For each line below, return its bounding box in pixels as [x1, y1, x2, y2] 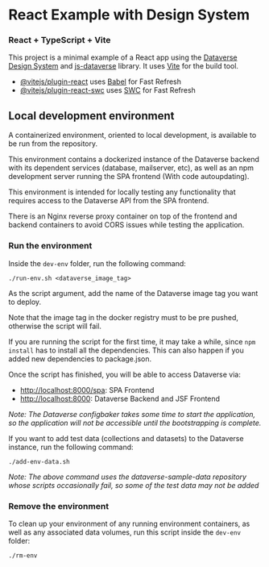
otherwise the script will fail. [8, 321, 102, 331]
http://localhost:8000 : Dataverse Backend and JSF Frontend [19, 394, 220, 403]
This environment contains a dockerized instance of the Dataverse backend [8, 155, 260, 165]
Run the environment [8, 240, 93, 252]
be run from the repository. [8, 139, 98, 148]
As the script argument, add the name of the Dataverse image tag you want [8, 288, 259, 298]
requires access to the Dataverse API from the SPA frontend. [8, 196, 209, 206]
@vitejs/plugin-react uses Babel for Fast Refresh [19, 77, 182, 86]
